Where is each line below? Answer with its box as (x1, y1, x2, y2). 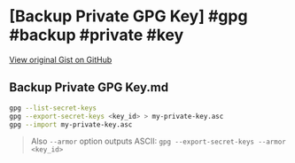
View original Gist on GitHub (9, 54, 113, 65)
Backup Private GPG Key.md (9, 80, 169, 95)
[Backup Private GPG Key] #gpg (9, 6, 248, 27)
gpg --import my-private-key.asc (9, 120, 133, 129)
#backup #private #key (9, 25, 184, 45)
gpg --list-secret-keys (9, 104, 97, 113)
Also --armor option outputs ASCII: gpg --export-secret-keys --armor (30, 136, 286, 147)
